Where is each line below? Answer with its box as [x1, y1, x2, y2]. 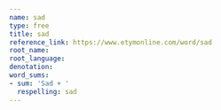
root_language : [9, 54, 66, 63]
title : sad [9, 29, 50, 38]
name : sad [9, 12, 46, 22]
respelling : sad [17, 87, 77, 96]
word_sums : [9, 71, 50, 80]
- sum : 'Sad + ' [9, 79, 69, 88]
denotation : [9, 63, 53, 72]
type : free [9, 21, 50, 30]
